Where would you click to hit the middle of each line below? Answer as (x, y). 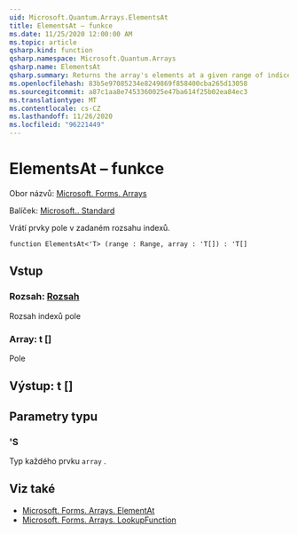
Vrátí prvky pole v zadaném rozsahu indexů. (90, 227)
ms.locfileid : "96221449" (57, 125)
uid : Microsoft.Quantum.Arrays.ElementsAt (89, 17)
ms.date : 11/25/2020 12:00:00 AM (71, 34)
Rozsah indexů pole (45, 315)
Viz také (32, 489)
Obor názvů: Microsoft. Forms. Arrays (78, 193)
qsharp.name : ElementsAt (55, 68)
